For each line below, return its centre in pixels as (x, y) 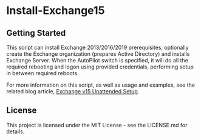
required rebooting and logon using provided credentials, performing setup (100, 67)
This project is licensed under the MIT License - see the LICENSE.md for (97, 125)
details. (15, 132)
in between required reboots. (43, 73)
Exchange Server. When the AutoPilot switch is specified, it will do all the (97, 60)
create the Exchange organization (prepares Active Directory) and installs (98, 54)
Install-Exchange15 (56, 11)
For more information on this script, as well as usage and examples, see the (101, 85)
